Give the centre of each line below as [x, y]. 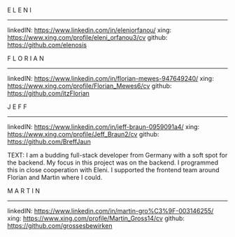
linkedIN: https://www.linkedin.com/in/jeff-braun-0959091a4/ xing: [104, 127]
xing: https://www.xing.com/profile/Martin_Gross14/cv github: [96, 218]
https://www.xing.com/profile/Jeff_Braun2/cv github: [83, 134]
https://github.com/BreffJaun [49, 142]
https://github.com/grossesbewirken [60, 225]
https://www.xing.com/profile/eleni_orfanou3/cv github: [87, 37]
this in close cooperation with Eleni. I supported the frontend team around [113, 170]
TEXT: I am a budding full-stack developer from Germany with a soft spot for [117, 155]
